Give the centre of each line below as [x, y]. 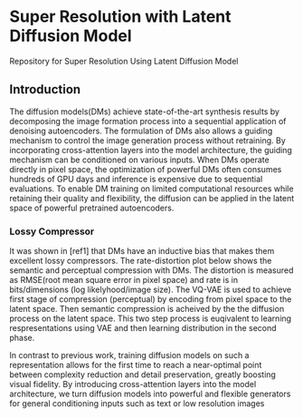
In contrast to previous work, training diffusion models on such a [129, 355]
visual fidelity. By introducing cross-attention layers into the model [133, 384]
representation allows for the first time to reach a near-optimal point [136, 365]
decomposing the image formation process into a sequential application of [148, 121]
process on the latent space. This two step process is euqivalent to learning [151, 318]
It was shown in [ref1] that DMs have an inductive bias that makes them [142, 251]
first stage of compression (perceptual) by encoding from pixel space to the [151, 299]
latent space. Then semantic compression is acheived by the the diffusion [147, 309]
